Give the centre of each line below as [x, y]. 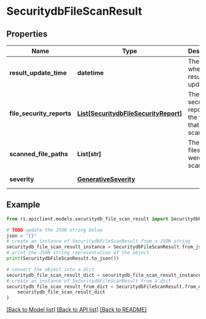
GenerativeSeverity [106, 179]
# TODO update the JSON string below [55, 230]
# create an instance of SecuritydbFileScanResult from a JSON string [98, 241]
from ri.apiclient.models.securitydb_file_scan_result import [87, 219]
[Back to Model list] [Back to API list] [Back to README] [77, 310]
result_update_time [38, 73]
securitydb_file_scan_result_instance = [59, 247]
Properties [27, 34]
